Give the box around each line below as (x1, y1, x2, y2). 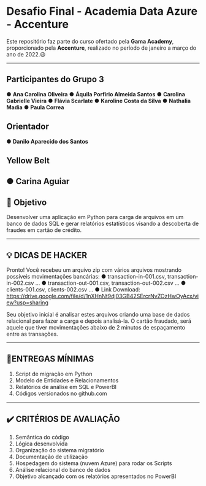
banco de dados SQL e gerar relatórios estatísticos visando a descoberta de (6, 220, 199, 228)
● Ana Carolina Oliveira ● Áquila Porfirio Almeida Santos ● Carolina (6, 90, 186, 98)
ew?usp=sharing (6, 299, 49, 306)
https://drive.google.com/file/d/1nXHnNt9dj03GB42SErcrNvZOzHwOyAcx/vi (6, 292, 199, 299)
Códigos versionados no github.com (15, 390, 107, 397)
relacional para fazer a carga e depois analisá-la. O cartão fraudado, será (6, 317, 192, 325)
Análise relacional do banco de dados (15, 466, 111, 473)
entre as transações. (6, 330, 58, 337)
